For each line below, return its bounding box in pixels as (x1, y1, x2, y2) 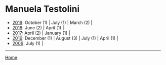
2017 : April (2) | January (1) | (12, 30, 70, 36)
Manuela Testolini (5, 3, 80, 15)
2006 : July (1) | (12, 40, 43, 46)
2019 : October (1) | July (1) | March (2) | (12, 20, 93, 25)
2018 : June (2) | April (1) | (12, 24, 64, 30)
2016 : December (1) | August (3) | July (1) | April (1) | (12, 35, 119, 41)
